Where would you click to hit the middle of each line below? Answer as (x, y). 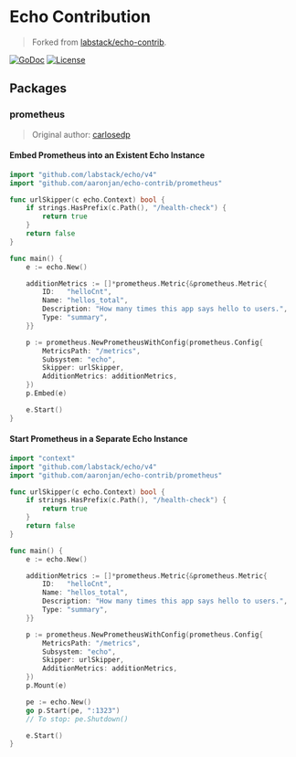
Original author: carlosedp (81, 134)
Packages (38, 89)
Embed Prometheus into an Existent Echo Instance (107, 155)
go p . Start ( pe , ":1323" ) (73, 710)
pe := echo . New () (59, 702)
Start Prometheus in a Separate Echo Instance (99, 439)
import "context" (42, 458)
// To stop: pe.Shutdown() (77, 719)
